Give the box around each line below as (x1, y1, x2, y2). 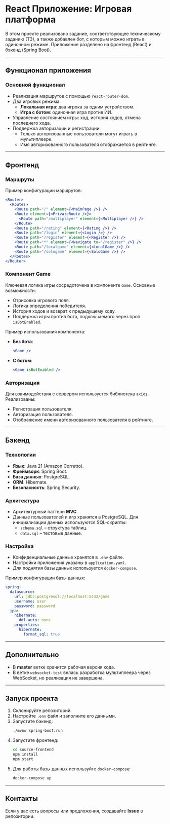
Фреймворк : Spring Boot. (12, 468, 68, 474)
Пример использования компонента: (5, 328, 86, 334)
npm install (12, 752, 38, 757)
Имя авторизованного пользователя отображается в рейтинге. (20, 141, 157, 147)
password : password (14, 604, 56, 609)
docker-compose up (12, 775, 52, 780)
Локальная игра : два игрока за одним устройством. (20, 103, 135, 109)
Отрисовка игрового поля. (12, 297, 70, 303)
